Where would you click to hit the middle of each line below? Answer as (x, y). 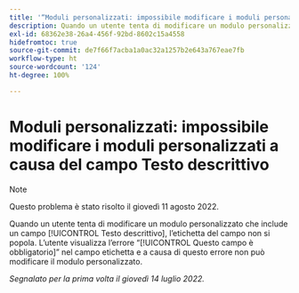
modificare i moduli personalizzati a (144, 145)
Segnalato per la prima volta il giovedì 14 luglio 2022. (107, 278)
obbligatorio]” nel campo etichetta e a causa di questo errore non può (137, 252)
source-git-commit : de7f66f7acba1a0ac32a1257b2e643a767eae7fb (127, 51)
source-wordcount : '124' (55, 67)
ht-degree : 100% (39, 75)
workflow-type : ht (43, 59)
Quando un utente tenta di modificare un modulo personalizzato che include (149, 224)
